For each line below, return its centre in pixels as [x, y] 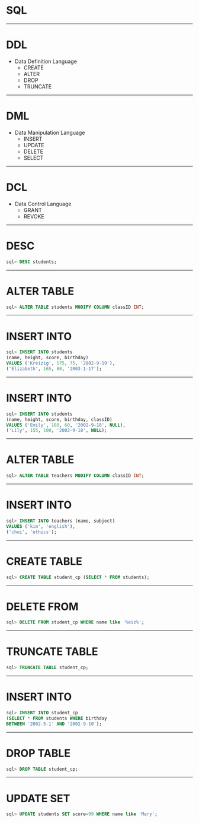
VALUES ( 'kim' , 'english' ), [41, 526]
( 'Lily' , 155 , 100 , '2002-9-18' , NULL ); [57, 431]
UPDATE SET [38, 798]
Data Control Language [43, 204]
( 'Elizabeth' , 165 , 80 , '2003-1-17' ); [54, 369]
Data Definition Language [46, 61]
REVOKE [34, 216]
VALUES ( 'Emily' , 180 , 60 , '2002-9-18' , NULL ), [66, 425]
